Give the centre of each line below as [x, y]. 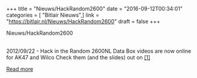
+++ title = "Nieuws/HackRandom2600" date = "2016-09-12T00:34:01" [95, 9]
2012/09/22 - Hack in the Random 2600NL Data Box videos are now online [99, 51]
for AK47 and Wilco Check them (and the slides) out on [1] [78, 57]
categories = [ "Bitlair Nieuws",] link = [53, 15]
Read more [20, 69]
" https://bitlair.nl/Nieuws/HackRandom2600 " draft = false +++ [83, 21]
